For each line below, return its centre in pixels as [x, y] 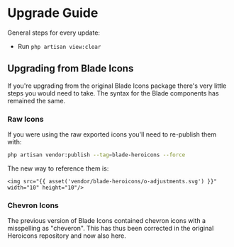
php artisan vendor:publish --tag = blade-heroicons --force [96, 155]
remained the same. [37, 100]
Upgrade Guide [53, 13]
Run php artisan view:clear [59, 46]
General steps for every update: [54, 33]
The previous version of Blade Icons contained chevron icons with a [107, 221]
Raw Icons [26, 119]
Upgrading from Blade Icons [71, 69]
